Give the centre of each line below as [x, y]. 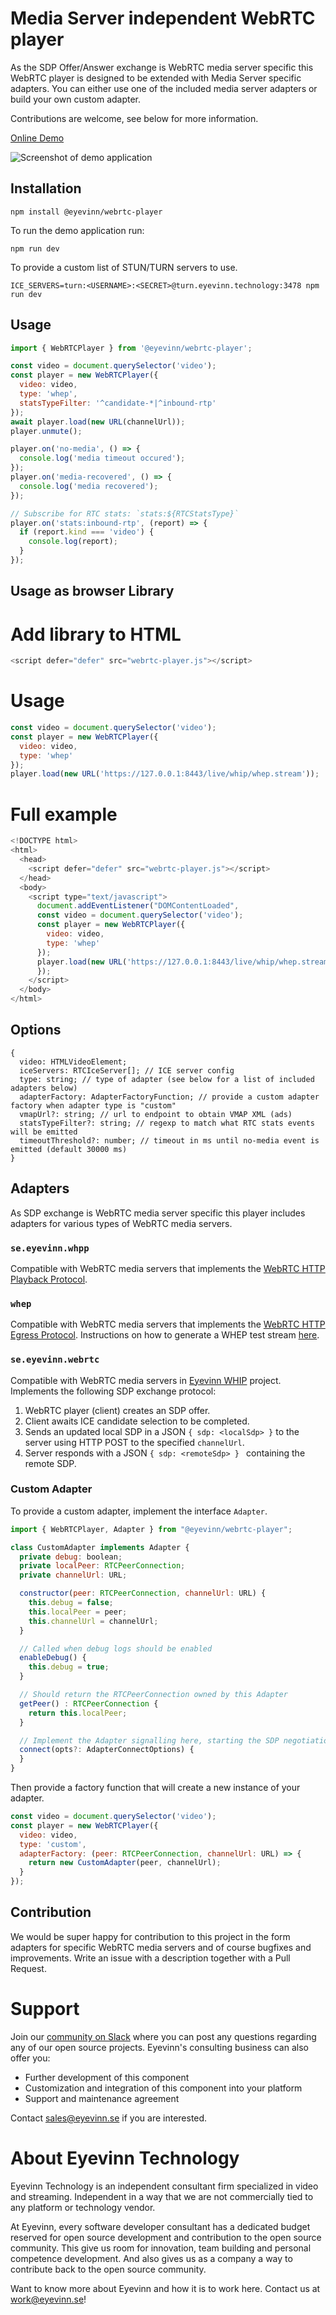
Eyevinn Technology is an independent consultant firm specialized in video [164, 2186]
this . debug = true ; [69, 1667]
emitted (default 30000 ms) [69, 1149]
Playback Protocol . [49, 1279]
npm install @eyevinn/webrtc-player [86, 212]
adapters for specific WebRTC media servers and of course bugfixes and [161, 1947]
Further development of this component [107, 2077]
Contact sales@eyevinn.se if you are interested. [109, 2118]
